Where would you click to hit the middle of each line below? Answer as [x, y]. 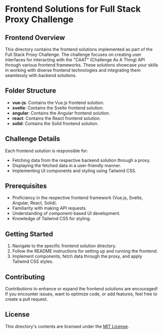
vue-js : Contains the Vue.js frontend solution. [58, 103]
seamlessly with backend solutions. [41, 75]
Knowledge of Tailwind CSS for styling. [52, 219]
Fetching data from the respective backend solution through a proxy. [81, 160]
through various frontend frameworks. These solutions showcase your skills [81, 65]
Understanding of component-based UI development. [66, 213]
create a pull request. [26, 299]
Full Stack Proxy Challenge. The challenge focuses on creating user [73, 54]
